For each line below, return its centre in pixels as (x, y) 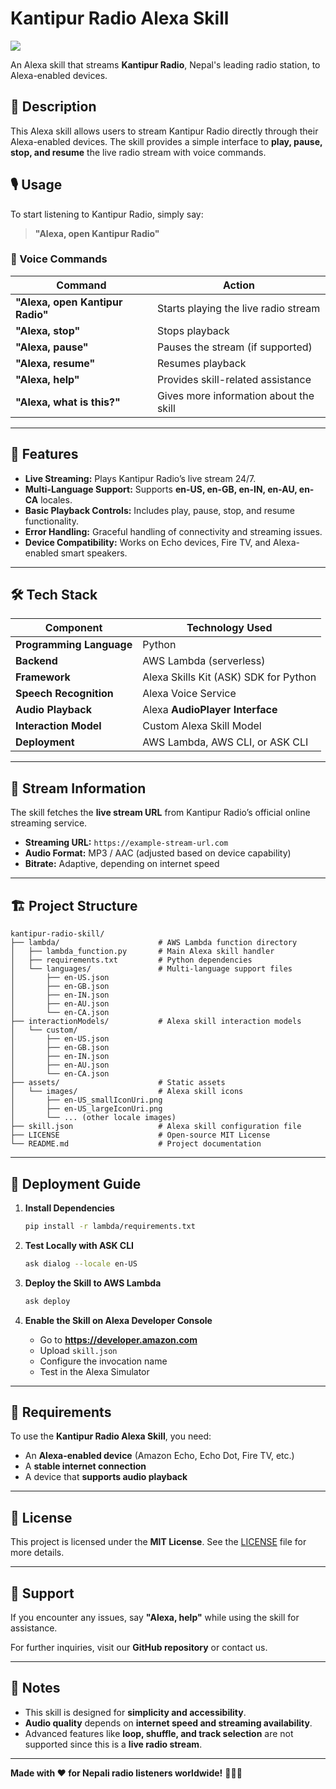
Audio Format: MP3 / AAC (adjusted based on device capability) (158, 853)
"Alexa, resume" (55, 363)
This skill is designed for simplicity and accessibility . (135, 1712)
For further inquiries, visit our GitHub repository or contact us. (139, 1647)
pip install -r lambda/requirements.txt (110, 1226)
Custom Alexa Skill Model (202, 726)
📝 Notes (35, 1688)
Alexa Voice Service (189, 694)
